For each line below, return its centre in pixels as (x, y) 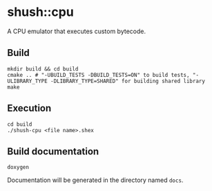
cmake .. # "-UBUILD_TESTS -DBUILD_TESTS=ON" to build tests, (98, 75)
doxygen (18, 167)
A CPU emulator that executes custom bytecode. (77, 31)
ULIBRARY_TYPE (28, 81)
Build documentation (53, 151)
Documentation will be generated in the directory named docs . (95, 180)
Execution (29, 108)
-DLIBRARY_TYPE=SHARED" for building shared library (128, 81)
